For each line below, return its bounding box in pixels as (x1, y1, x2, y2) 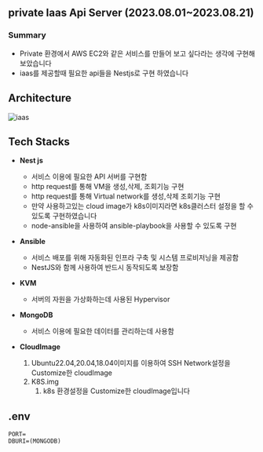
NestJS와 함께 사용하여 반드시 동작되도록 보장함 (31, 263, 179, 272)
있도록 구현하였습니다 (31, 211, 97, 221)
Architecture (8, 92, 72, 105)
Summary (8, 30, 47, 41)
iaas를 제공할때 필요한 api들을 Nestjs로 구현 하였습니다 (19, 68, 189, 78)
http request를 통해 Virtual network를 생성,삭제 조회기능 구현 (31, 191, 221, 201)
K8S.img (31, 377, 59, 387)
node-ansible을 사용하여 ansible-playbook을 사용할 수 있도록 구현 (31, 221, 237, 231)
